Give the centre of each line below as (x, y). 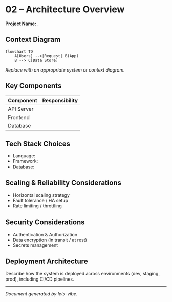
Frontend (19, 117)
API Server (21, 109)
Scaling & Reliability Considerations (63, 183)
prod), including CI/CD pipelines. (40, 279)
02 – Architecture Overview (65, 9)
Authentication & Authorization (45, 234)
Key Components (34, 86)
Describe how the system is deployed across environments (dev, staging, (83, 273)
